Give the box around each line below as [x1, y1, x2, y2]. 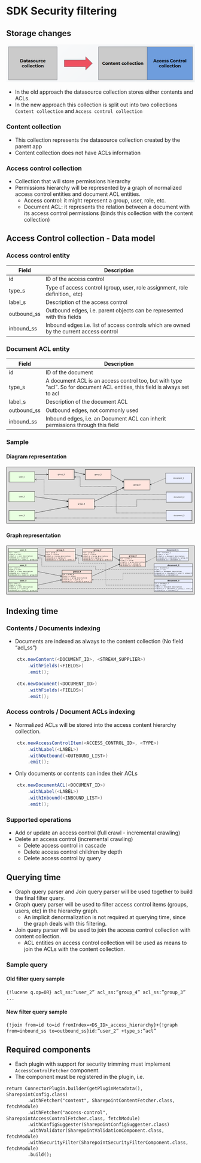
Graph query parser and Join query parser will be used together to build [14, 888, 193, 895]
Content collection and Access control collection [14, 108, 143, 115]
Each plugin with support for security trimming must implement [14, 1060, 170, 1067]
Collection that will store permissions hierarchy [14, 177, 131, 184]
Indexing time [6, 606, 59, 616]
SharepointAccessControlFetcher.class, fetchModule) [6, 1116, 141, 1122]
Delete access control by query [23, 855, 102, 862]
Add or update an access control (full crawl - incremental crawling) [14, 829, 181, 836]
